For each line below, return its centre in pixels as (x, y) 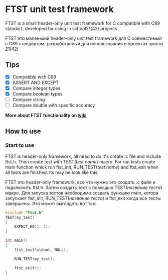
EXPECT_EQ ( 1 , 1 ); (32, 227)
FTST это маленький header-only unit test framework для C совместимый (83, 38)
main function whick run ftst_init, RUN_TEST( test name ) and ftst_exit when (82, 167)
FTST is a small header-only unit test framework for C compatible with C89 (83, 23)
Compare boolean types (37, 94)
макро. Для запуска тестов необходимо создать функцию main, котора (82, 193)
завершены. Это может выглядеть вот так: (51, 203)
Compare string (29, 100)
